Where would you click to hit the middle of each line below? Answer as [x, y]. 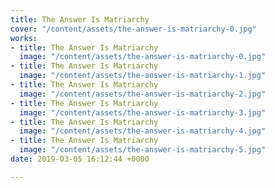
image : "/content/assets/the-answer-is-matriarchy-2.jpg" [143, 94]
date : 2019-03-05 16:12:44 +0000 [80, 159]
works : [24, 38]
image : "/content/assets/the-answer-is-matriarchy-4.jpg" [143, 131]
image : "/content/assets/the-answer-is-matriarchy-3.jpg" [143, 112]
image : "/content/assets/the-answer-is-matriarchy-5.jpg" [143, 150]
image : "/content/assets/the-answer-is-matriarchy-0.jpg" [143, 57]
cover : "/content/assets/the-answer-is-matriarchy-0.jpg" [133, 29]
